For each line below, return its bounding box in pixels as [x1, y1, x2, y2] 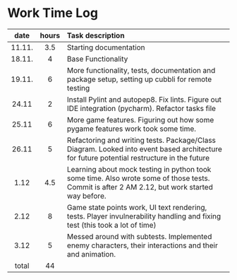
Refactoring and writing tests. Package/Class [66, 135, 217, 145]
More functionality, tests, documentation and [66, 65, 216, 75]
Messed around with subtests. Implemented [66, 231, 212, 241]
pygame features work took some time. [66, 124, 196, 134]
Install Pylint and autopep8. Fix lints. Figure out [66, 94, 222, 104]
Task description [66, 30, 125, 40]
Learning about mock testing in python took [66, 164, 212, 174]
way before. [66, 191, 107, 201]
